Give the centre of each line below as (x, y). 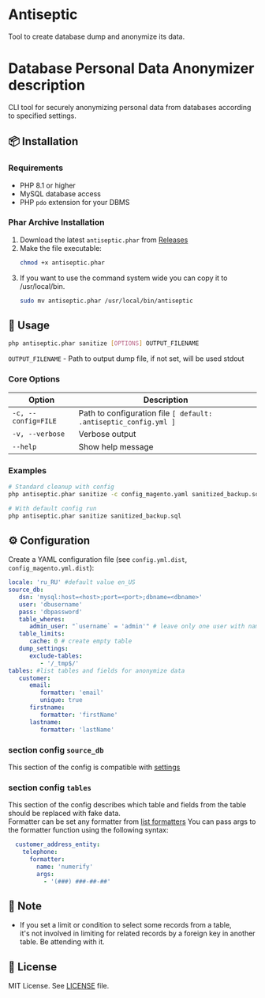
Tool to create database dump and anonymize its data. (97, 36)
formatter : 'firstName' (79, 715)
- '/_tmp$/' (60, 663)
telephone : (40, 852)
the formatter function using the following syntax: (88, 830)
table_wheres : (42, 619)
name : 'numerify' (65, 867)
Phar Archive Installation (56, 222)
